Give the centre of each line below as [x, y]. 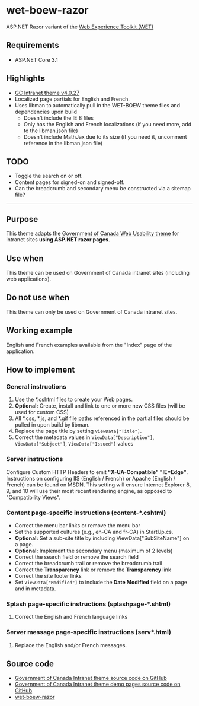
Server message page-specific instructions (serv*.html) [89, 632]
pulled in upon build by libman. [52, 425]
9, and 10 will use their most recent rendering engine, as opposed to [89, 491]
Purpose [22, 219]
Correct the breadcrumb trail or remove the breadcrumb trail [88, 563]
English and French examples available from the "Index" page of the [89, 345]
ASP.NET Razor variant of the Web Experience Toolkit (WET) [80, 27]
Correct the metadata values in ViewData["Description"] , [84, 437]
